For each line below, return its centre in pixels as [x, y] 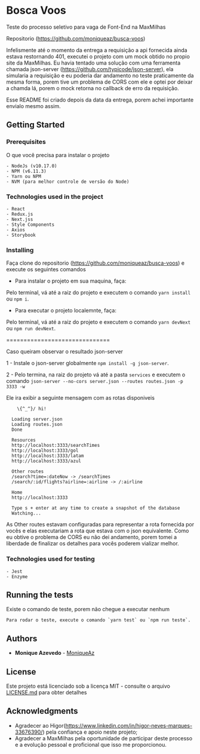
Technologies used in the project [55, 197]
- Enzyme [17, 577]
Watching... [27, 514]
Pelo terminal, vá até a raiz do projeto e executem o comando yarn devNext [99, 322]
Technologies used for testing [51, 559]
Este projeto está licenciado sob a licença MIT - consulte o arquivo [88, 686]
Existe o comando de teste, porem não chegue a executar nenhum [88, 609]
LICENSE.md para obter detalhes [47, 692]
